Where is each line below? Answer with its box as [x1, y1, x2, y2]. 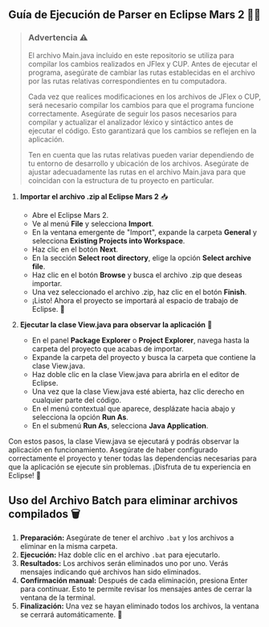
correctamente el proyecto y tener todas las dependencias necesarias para [8, 453, 257, 463]
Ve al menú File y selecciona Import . [31, 219, 154, 228]
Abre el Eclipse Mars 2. [31, 210, 109, 219]
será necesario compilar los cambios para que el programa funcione [27, 100, 255, 109]
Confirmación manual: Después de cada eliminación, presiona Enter [19, 576, 248, 585]
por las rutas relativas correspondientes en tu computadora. [27, 76, 227, 85]
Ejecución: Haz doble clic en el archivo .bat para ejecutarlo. [19, 550, 221, 559]
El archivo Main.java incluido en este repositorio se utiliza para [27, 50, 234, 60]
